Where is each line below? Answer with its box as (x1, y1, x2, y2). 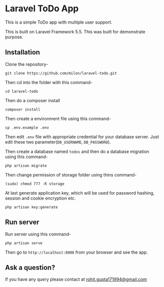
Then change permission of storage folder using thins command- (5, 172, 137, 177)
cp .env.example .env (5, 125, 49, 130)
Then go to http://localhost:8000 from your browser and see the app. (5, 249, 148, 255)
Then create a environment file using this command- (5, 115, 111, 121)
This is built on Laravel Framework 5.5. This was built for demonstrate (5, 29, 145, 34)
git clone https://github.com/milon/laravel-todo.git (5, 71, 117, 76)
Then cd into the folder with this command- (5, 79, 93, 85)
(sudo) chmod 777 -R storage (5, 181, 65, 186)
